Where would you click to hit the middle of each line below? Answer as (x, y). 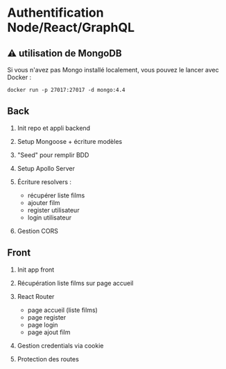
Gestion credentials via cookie (60, 345)
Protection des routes (48, 359)
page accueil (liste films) (63, 310)
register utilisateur (53, 210)
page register (47, 317)
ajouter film (44, 202)
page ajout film (49, 332)
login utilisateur (49, 218)
